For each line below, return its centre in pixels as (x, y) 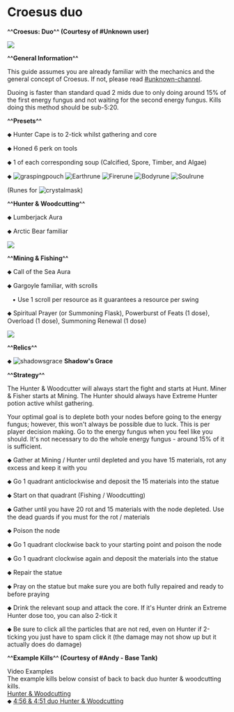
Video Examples (30, 671)
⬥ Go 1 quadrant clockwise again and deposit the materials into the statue (113, 558)
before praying (29, 594)
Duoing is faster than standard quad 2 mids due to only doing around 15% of (117, 92)
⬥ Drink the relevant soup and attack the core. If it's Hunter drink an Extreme (117, 607)
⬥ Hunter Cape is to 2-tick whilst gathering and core (82, 134)
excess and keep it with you (47, 467)
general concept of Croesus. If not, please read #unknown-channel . (105, 79)
